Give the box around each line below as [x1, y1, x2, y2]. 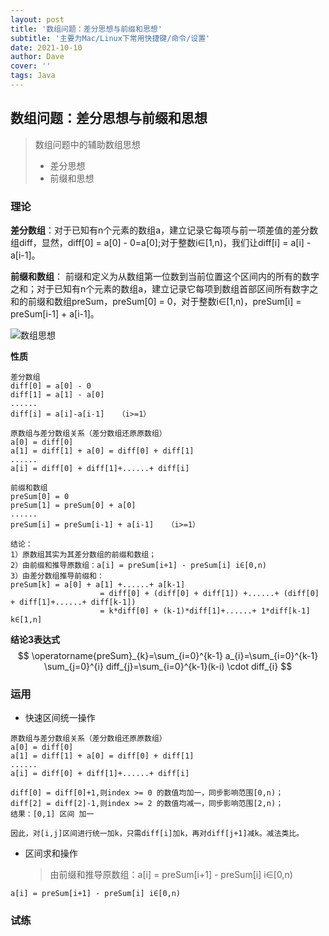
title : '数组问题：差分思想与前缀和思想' [10, 24, 163, 34]
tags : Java [10, 71, 56, 81]
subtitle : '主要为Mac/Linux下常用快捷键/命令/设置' [10, 33, 211, 43]
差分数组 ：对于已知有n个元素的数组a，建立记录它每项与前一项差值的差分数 [10, 224, 319, 236]
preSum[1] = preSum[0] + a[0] [10, 500, 137, 510]
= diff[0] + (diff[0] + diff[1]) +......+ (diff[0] [99, 588, 320, 598]
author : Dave [10, 52, 65, 62]
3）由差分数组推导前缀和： [10, 571, 105, 581]
